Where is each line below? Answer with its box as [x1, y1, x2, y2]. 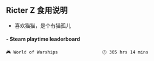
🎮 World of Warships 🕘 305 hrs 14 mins [6, 49, 149, 55]
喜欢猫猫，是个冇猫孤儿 [14, 22, 71, 29]
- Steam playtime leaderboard [6, 35, 80, 42]
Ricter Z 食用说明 [6, 5, 68, 16]
